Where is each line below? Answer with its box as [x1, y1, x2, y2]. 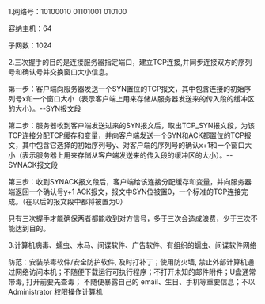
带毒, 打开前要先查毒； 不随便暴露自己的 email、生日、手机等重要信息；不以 [8, 277, 256, 287]
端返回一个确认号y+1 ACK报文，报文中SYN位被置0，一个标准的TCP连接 [8, 187, 241, 196]
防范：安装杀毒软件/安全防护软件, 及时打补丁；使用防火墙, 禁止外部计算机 [8, 257, 248, 267]
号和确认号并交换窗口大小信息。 [8, 67, 112, 77]
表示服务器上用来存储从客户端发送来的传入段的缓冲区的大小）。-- [21, 150, 233, 160]
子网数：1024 [8, 40, 52, 50]
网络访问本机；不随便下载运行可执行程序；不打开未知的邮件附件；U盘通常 [14, 268, 256, 276]
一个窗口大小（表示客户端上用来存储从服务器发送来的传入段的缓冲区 [32, 94, 255, 103]
